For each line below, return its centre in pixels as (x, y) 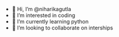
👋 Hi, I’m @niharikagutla (41, 9)
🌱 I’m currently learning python (50, 21)
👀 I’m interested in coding (44, 15)
